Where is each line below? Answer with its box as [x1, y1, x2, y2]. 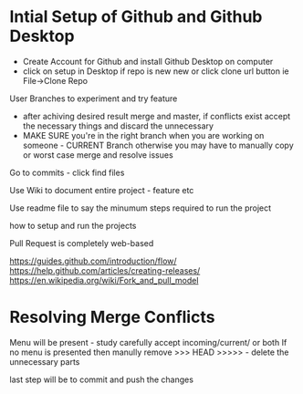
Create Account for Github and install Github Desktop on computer [22, 56, 274, 67]
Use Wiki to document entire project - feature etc [9, 184, 194, 195]
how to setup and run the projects [9, 220, 137, 231]
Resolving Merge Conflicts [9, 307, 215, 327]
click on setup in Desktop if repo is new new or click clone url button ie [22, 66, 289, 77]
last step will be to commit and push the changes [9, 374, 194, 385]
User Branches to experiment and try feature [9, 93, 178, 104]
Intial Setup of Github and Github [9, 6, 263, 27]
